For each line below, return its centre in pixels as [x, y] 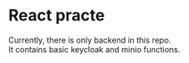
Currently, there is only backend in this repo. [90, 40]
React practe [57, 16]
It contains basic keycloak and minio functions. [94, 49]
